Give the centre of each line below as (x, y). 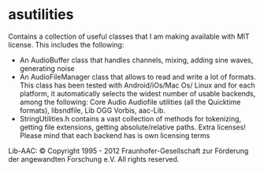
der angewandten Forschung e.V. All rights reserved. (94, 159)
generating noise (47, 68)
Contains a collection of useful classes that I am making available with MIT (129, 36)
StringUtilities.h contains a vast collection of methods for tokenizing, (130, 118)
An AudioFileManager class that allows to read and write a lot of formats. (138, 77)
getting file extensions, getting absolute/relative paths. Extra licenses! (133, 127)
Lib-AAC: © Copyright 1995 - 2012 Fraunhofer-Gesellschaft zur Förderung (128, 151)
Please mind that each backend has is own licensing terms (115, 135)
